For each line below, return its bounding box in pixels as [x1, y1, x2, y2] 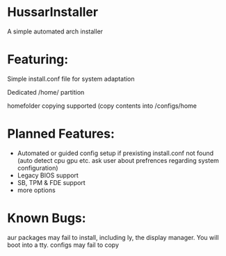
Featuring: [7, 51, 69, 67]
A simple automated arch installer [7, 27, 103, 35]
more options [17, 186, 56, 194]
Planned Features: [7, 126, 115, 142]
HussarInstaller [7, 4, 99, 20]
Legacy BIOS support [17, 171, 79, 179]
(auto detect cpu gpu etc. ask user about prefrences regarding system [17, 156, 219, 164]
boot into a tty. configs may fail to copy [7, 241, 120, 249]
